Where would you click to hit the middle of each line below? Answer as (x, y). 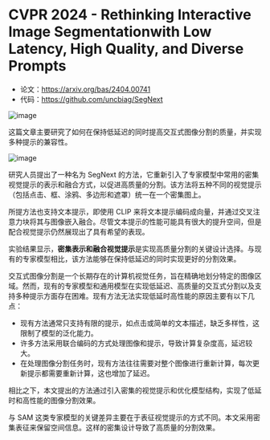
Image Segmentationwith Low (110, 32)
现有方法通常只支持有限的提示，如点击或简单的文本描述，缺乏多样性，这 (139, 323)
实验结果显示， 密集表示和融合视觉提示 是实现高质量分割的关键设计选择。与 (131, 249)
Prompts (37, 66)
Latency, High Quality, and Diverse (126, 49)
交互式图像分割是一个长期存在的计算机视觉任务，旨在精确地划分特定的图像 (131, 275)
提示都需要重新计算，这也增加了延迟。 (90, 373)
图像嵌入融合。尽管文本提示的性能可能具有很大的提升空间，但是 (156, 222)
